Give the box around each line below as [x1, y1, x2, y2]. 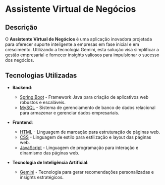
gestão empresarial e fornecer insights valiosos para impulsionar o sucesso [5, 52, 160, 58]
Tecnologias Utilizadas [5, 72, 77, 80]
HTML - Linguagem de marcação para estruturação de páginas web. [19, 129, 160, 135]
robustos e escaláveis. [19, 99, 66, 105]
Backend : [12, 84, 33, 90]
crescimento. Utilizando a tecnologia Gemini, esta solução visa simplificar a [5, 47, 160, 52]
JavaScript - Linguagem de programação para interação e [19, 145, 139, 150]
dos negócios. [5, 57, 34, 63]
